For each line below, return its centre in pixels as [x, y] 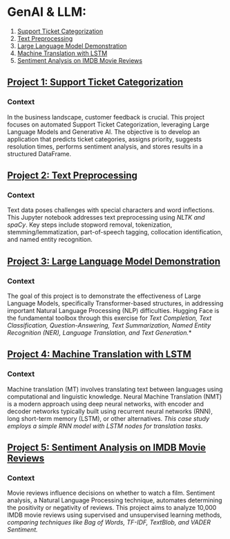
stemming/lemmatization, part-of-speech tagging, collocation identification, [115, 232]
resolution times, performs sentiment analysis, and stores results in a [105, 146]
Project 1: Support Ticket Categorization [95, 83]
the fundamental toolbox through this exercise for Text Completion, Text [109, 318]
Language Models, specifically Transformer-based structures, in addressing [115, 303]
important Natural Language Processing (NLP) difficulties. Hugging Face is [113, 311]
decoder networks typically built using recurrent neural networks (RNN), [110, 411]
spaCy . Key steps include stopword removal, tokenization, [90, 225]
